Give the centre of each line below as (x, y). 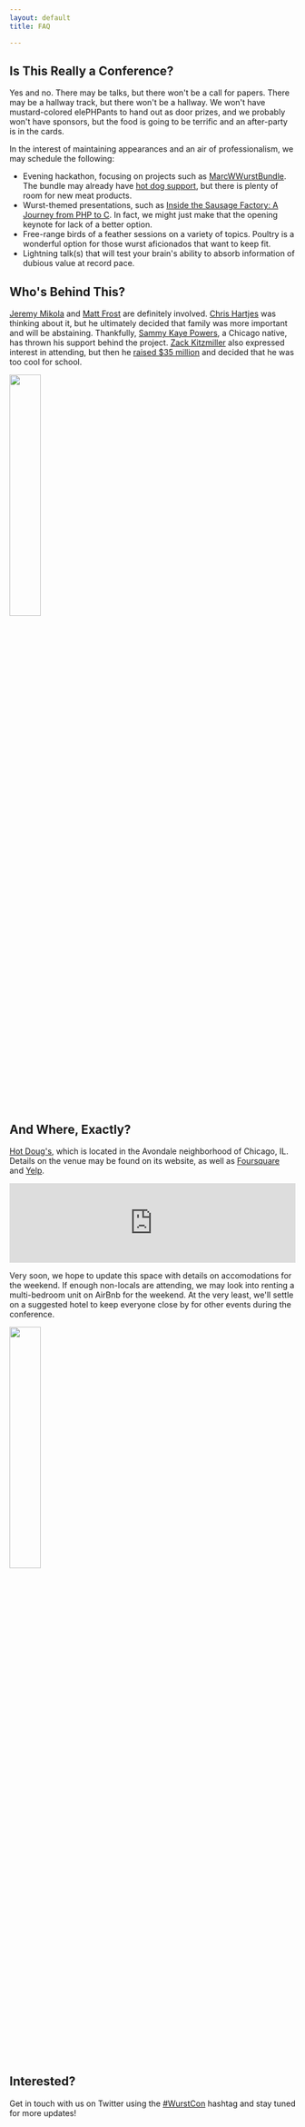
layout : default (40, 18)
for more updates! (43, 2112)
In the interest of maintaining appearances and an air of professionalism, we (152, 149)
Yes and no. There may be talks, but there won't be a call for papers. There (150, 93)
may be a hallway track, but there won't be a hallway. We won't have (138, 103)
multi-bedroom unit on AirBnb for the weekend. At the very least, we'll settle (152, 1295)
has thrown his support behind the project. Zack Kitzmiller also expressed (147, 343)
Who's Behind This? (67, 292)
